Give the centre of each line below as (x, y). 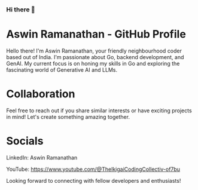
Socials (25, 141)
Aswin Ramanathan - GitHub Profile (96, 34)
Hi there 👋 (21, 10)
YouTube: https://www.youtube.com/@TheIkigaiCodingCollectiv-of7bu (93, 169)
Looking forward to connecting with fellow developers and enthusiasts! (94, 180)
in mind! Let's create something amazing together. (68, 117)
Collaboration (41, 94)
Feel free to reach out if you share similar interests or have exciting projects (99, 111)
